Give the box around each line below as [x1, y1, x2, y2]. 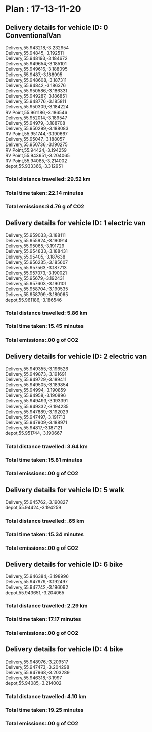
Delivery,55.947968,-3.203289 [5, 669, 70, 675]
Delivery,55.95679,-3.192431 [5, 275, 65, 281]
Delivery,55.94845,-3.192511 [5, 50, 64, 56]
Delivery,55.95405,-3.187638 [5, 253, 66, 260]
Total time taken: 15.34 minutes [5, 531, 84, 538]
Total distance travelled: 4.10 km [5, 692, 87, 700]
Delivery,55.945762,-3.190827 [5, 499, 68, 505]
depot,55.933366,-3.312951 [5, 163, 63, 169]
